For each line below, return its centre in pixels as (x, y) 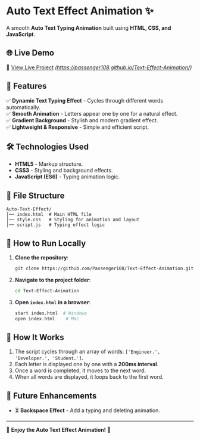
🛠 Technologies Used (48, 146)
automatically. (23, 107)
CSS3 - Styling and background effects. (64, 171)
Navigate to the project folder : (53, 280)
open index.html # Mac (47, 319)
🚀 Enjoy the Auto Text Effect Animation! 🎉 (59, 430)
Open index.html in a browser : (53, 302)
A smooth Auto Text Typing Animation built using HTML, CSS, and (89, 27)
